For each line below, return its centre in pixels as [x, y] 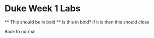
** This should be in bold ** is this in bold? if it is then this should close [77, 22]
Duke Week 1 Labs [43, 9]
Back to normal [20, 31]
